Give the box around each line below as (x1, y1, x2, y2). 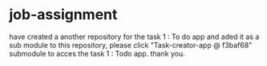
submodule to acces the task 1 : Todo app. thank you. (9, 49, 185, 58)
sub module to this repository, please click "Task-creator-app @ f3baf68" (9, 40, 253, 49)
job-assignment (9, 6, 118, 24)
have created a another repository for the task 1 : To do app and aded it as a (9, 32, 260, 41)
